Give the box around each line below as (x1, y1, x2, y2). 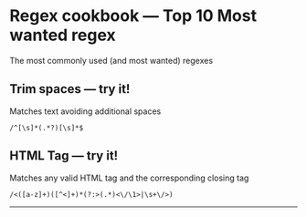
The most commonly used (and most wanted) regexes (9, 55, 213, 66)
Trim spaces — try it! (9, 81, 131, 97)
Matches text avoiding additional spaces (9, 106, 162, 117)
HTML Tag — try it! (9, 148, 119, 164)
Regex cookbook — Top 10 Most (9, 5, 258, 26)
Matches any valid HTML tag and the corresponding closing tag (9, 172, 249, 183)
